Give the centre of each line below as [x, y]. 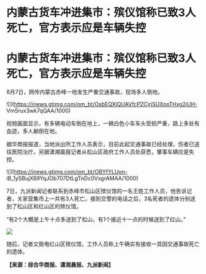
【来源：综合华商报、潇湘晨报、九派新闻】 [60, 265]
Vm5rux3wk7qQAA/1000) [39, 111]
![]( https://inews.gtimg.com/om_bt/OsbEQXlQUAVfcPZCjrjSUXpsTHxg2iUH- [102, 104]
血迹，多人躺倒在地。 [33, 131]
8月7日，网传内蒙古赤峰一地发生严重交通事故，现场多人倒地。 [85, 92]
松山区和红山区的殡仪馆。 [49, 206]
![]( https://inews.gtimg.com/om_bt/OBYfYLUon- [67, 172]
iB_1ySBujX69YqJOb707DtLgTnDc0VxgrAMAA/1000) [72, 178]
